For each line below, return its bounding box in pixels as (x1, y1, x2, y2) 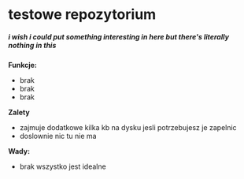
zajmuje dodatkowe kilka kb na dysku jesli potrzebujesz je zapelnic (19, 123, 238, 132)
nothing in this (8, 40, 57, 50)
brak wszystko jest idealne (19, 162, 106, 171)
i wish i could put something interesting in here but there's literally (8, 32, 230, 41)
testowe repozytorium (8, 6, 157, 24)
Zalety (8, 108, 30, 117)
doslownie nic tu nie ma (19, 132, 97, 141)
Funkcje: (8, 61, 38, 70)
